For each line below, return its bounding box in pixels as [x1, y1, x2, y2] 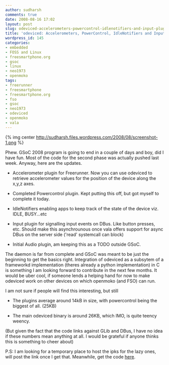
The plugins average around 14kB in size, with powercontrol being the [12, 297, 157, 303]
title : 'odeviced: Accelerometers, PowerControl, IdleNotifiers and [5, 31, 152, 36]
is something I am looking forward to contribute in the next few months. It [5, 267, 157, 273]
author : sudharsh [5, 7, 42, 13]
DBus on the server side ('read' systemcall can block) [12, 231, 124, 238]
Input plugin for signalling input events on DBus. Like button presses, [12, 220, 155, 226]
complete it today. [12, 196, 50, 202]
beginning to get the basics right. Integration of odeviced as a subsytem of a [5, 256, 164, 262]
